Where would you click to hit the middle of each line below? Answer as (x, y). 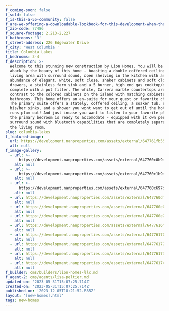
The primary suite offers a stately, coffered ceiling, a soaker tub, (85, 104)
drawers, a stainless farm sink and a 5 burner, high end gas (76, 85)
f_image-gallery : (23, 151)
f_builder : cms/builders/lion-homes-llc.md (52, 272)
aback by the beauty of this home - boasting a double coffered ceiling (88, 71)
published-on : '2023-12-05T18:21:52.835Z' (50, 291)
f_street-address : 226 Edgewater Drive (47, 43)
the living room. (28, 127)
